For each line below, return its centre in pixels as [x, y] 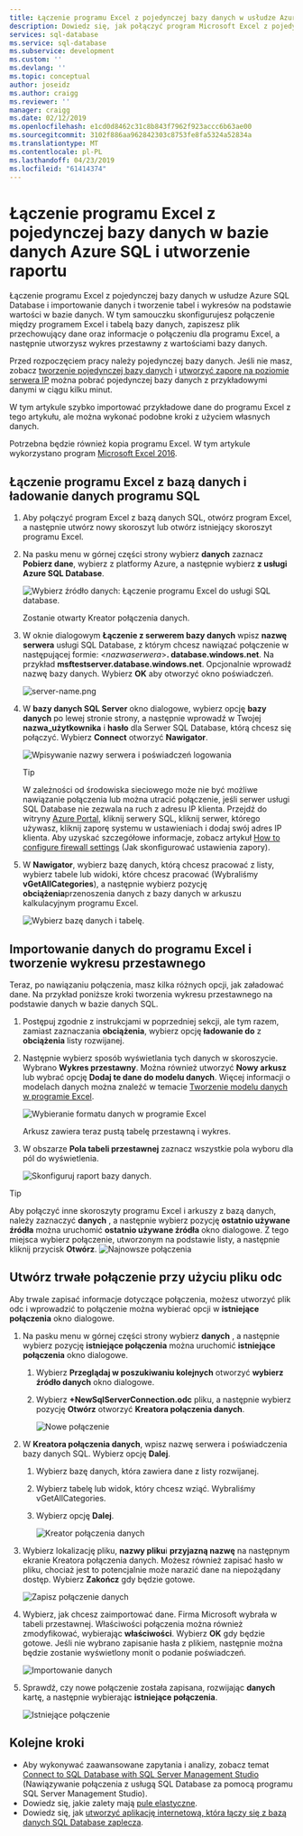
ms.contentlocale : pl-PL [56, 151]
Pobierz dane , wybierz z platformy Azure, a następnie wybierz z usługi [155, 564]
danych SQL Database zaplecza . [83, 1822]
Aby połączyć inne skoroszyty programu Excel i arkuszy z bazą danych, [143, 1210]
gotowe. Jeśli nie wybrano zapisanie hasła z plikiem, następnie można [152, 1643]
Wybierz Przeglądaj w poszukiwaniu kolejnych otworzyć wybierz [160, 1372]
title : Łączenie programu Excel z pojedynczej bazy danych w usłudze [143, 18]
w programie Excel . [58, 1096]
